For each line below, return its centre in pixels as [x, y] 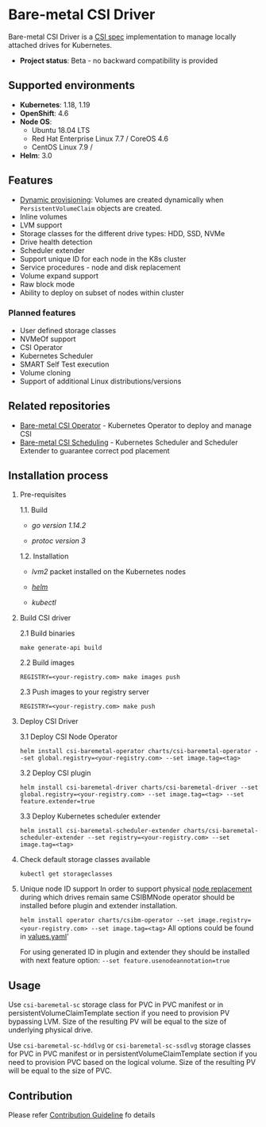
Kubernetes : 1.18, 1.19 [55, 104]
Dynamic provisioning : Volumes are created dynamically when [121, 200]
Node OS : [36, 122]
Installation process [58, 476]
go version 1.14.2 [59, 526]
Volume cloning [45, 372]
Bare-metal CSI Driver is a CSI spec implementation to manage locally [122, 37]
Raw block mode [47, 284]
